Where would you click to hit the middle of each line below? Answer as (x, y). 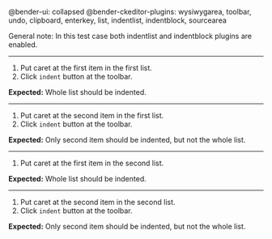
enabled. (23, 45)
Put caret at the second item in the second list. (98, 202)
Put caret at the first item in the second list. (92, 163)
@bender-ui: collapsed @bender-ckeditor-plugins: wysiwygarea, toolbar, (130, 12)
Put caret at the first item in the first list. (86, 68)
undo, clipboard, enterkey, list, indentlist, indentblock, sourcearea (117, 20)
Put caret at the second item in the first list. (92, 115)
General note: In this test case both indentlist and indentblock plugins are (130, 36)
